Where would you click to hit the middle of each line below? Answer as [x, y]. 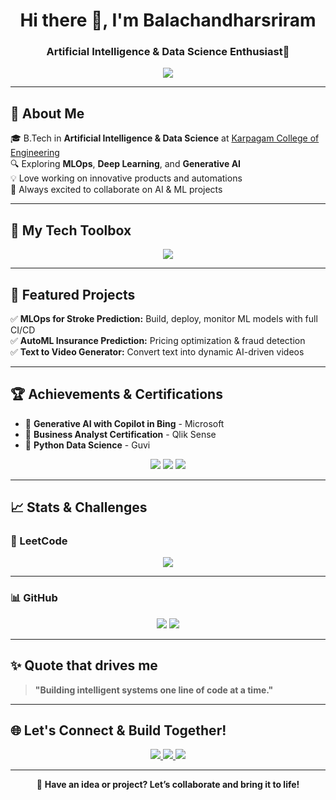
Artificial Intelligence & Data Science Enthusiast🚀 [168, 52]
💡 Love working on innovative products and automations [126, 178]
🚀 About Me [47, 113]
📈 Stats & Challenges [79, 507]
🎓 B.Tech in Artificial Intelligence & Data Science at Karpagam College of [165, 138]
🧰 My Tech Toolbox [71, 230]
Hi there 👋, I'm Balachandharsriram [168, 20]
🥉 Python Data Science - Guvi [87, 445]
